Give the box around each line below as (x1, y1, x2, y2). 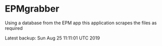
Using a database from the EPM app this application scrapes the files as (5, 20, 157, 26)
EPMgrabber (5, 3, 59, 15)
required (5, 25, 23, 31)
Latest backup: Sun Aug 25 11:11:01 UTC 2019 (5, 35, 100, 41)
